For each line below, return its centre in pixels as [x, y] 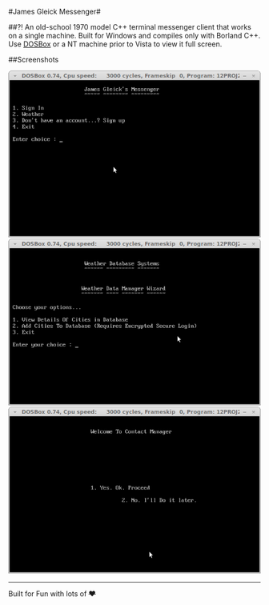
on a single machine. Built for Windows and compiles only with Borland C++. [134, 36]
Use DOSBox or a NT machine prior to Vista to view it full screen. [115, 44]
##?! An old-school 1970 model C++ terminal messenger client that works [130, 27]
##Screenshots [34, 60]
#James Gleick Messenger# [55, 12]
